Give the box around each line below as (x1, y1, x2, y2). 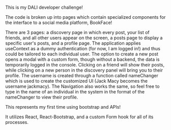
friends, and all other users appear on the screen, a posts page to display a (5, 35, 163, 41)
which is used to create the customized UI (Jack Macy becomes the (5, 78, 148, 84)
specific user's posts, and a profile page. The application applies (5, 40, 141, 46)
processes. (5, 119, 29, 125)
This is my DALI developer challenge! (5, 5, 83, 10)
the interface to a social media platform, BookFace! (5, 20, 112, 25)
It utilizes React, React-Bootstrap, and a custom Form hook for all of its (5, 114, 154, 120)
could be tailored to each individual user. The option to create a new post (5, 51, 159, 57)
